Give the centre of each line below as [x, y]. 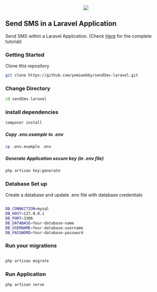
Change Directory [28, 88]
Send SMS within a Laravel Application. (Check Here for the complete [78, 36]
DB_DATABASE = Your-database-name [40, 223]
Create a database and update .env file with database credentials [74, 195]
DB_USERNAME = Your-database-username [44, 228]
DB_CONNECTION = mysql [27, 209]
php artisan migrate [27, 261]
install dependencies [32, 112]
